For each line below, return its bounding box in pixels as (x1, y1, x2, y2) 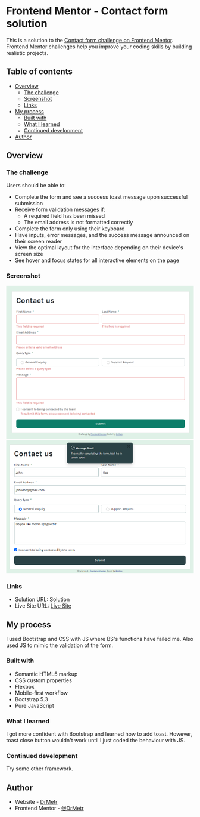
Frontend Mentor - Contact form (6, 4, 168, 18)
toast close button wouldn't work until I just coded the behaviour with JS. (6, 736, 186, 744)
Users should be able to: (6, 182, 67, 189)
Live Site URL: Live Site (14, 602, 72, 609)
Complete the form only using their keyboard (14, 225, 125, 232)
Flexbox (14, 683, 35, 690)
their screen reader (14, 238, 62, 245)
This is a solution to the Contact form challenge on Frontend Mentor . (6, 36, 174, 44)
